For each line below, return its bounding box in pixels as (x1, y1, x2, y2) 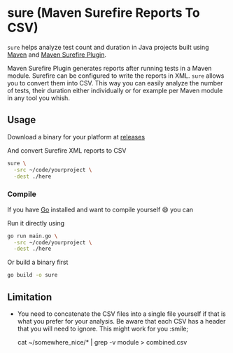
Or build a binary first (7, 258, 69, 267)
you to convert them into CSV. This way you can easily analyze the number (7, 78, 223, 87)
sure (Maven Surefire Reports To (7, 5, 201, 21)
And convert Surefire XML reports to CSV (7, 146, 127, 155)
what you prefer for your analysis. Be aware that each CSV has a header (17, 317, 226, 325)
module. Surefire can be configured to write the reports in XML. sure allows (7, 71, 225, 80)
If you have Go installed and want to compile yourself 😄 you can (7, 205, 194, 214)
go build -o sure (7, 272, 58, 279)
